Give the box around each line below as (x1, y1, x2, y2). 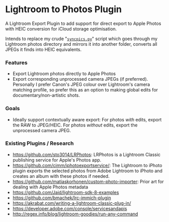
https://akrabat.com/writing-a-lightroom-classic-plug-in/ (12, 200, 132, 206)
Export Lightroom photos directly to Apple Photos (12, 71, 116, 77)
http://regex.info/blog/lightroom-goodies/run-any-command (12, 211, 138, 217)
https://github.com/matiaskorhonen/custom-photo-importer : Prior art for (12, 178, 164, 184)
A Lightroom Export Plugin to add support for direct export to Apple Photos (5, 20, 161, 26)
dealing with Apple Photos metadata (12, 184, 89, 190)
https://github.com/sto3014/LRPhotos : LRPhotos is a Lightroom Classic (12, 151, 161, 157)
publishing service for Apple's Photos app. (12, 156, 102, 163)
